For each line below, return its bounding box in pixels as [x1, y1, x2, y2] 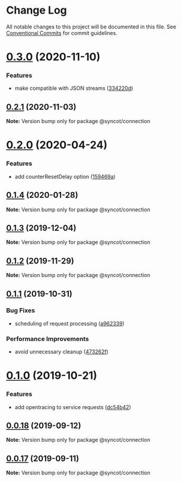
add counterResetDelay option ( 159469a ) [14, 173, 116, 180]
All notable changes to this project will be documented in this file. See [6, 23, 177, 30]
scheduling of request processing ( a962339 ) [14, 320, 124, 327]
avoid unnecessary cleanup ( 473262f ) [14, 348, 108, 355]
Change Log [6, 4, 67, 17]
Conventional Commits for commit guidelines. [6, 29, 117, 36]
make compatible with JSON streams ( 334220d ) [14, 85, 133, 92]
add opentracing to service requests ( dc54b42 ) [14, 403, 132, 410]
